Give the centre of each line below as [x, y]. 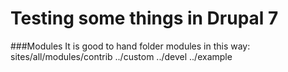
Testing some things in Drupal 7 [144, 18]
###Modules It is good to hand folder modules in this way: [130, 46]
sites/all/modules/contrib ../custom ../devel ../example [121, 56]
